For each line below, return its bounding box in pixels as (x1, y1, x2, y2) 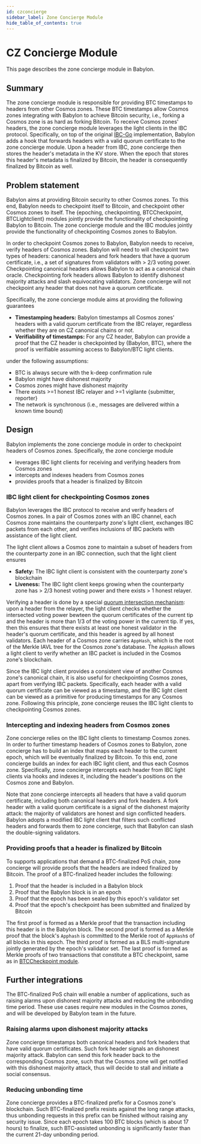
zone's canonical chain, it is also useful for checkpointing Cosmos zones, (6, 674, 188, 681)
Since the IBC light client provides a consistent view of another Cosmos (6, 667, 183, 675)
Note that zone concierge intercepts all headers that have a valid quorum (6, 790, 187, 798)
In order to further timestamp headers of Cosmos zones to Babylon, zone (6, 741, 187, 748)
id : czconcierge (6, 8, 47, 15)
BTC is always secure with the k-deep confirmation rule (14, 369, 152, 376)
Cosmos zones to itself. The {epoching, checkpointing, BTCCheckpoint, (6, 208, 183, 216)
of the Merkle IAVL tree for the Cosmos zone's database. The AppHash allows (6, 643, 195, 651)
